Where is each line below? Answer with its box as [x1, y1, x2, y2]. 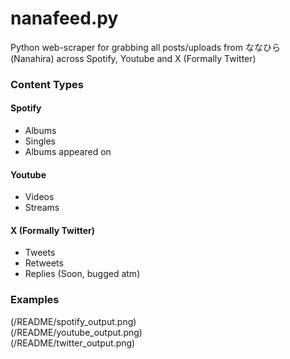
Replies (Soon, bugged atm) [24, 268, 141, 280]
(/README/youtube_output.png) [10, 326, 143, 338]
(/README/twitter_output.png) [10, 337, 136, 349]
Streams [24, 202, 60, 214]
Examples [10, 293, 60, 307]
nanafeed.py [10, 7, 119, 30]
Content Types [10, 77, 84, 91]
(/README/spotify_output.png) [10, 315, 137, 327]
